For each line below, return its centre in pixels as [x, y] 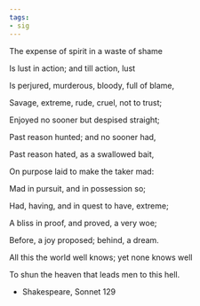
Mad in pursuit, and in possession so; [78, 188]
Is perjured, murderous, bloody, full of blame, [92, 85]
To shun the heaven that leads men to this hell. [95, 274]
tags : [19, 17]
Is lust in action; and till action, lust [72, 68]
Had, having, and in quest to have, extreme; [89, 206]
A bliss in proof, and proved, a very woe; [83, 223]
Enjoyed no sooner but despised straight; [84, 120]
